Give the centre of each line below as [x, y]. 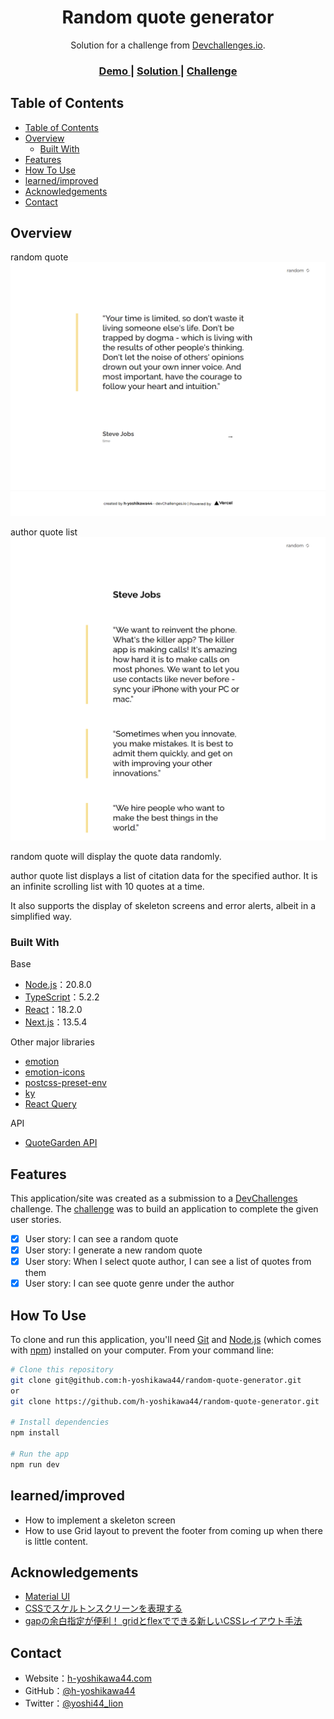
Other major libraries [52, 1042]
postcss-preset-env [65, 1083]
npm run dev [35, 1464]
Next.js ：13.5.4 [56, 1022]
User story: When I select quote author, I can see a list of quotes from [168, 1262]
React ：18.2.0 [53, 1010]
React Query [50, 1104]
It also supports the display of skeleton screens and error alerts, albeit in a [163, 905]
